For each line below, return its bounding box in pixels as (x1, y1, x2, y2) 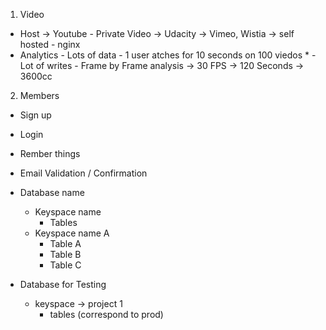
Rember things (19, 148, 81, 159)
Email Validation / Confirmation (19, 167, 148, 179)
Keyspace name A (34, 227, 110, 239)
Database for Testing (19, 279, 107, 290)
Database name (19, 187, 85, 198)
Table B (49, 249, 82, 260)
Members (19, 90, 60, 101)
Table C (49, 259, 82, 271)
